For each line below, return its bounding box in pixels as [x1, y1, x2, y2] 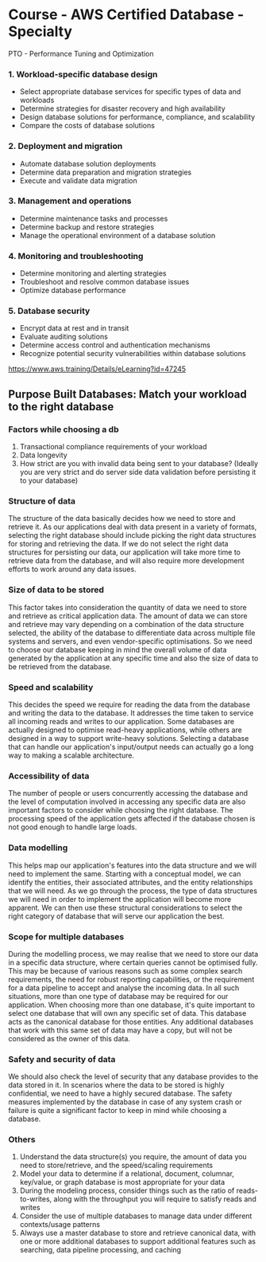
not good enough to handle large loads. [8, 822, 137, 832]
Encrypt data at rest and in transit [19, 323, 129, 333]
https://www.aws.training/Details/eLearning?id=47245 [8, 364, 187, 374]
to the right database [8, 400, 114, 413]
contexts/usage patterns [19, 1220, 101, 1229]
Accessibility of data [8, 770, 90, 782]
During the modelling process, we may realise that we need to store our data [8, 949, 259, 958]
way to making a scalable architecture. [8, 751, 135, 760]
